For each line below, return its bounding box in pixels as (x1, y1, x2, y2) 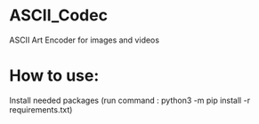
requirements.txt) (9, 104, 73, 115)
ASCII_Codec (9, 5, 109, 26)
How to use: (9, 66, 100, 86)
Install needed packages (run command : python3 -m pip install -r (9, 95, 251, 105)
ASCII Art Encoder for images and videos (9, 35, 160, 45)
